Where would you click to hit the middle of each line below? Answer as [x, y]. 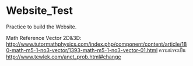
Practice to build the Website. [41, 27]
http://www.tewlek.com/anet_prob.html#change [64, 57]
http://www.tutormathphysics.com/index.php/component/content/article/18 [96, 44]
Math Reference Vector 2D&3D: [44, 38]
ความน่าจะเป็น [172, 50]
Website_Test [39, 11]
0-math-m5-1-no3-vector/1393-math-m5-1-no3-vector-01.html [82, 50]
